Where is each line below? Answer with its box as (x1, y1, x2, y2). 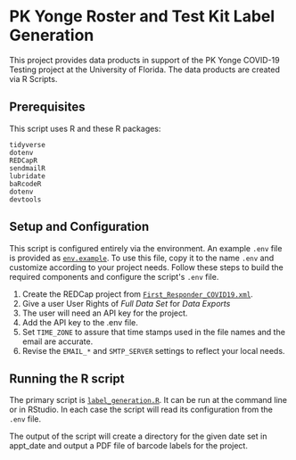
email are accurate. (21, 336, 94, 347)
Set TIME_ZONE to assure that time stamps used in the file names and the (21, 326, 285, 337)
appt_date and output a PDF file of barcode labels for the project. (9, 440, 248, 451)
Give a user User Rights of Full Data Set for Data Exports (21, 298, 231, 308)
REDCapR (9, 156, 38, 165)
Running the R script (9, 371, 125, 386)
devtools (9, 194, 42, 204)
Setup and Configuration (9, 219, 150, 234)
